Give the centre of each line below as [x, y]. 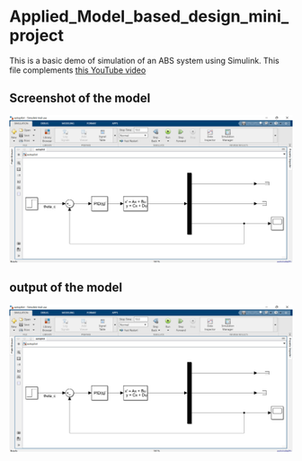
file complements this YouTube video [78, 70]
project [37, 35]
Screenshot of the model [80, 98]
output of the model [66, 288]
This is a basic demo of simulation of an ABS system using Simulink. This [145, 60]
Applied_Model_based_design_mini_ [149, 17]
